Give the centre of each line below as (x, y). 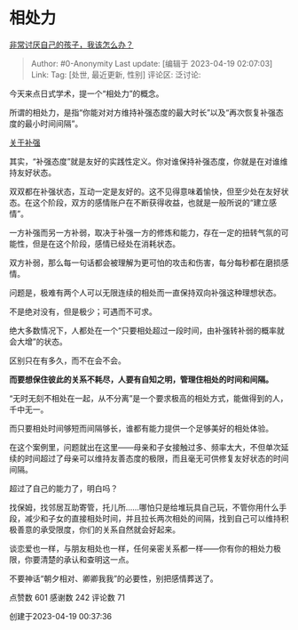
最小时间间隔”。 (54, 123)
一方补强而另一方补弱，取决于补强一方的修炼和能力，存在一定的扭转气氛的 (145, 232)
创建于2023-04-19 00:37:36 (61, 616)
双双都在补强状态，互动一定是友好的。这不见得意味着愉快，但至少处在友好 (145, 191)
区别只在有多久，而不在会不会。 (67, 360)
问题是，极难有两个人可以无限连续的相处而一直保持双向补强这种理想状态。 (145, 292)
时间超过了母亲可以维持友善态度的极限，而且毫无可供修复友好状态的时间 (157, 458)
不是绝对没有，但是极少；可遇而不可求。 (83, 311)
